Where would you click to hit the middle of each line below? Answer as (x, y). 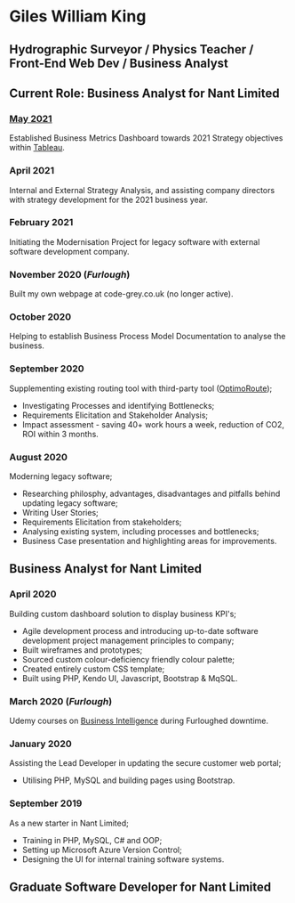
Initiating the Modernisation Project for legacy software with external (135, 241)
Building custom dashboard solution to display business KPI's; (123, 614)
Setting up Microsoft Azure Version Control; (102, 850)
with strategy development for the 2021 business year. (109, 199)
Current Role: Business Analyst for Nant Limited (144, 93)
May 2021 (31, 118)
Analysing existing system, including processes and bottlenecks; (140, 532)
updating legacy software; (70, 503)
